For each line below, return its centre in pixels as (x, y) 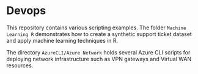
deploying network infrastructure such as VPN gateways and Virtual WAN (99, 59)
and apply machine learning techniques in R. (62, 40)
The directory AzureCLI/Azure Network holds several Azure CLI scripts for (98, 52)
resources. (20, 65)
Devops (26, 11)
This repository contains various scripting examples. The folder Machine (96, 28)
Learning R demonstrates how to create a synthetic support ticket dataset (99, 34)
